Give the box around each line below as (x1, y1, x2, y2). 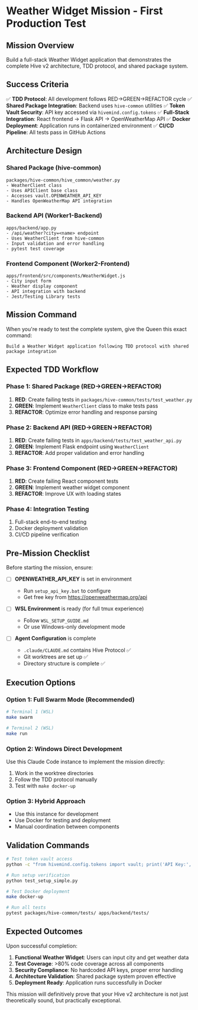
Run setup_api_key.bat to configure (23, 587, 111, 594)
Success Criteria (6, 79, 69, 90)
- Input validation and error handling (6, 240, 105, 247)
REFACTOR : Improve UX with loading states (14, 490, 121, 498)
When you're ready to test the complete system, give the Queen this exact (6, 325, 187, 333)
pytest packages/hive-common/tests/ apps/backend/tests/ (6, 910, 150, 916)
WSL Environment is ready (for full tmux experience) (14, 605, 144, 612)
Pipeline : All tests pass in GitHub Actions (6, 129, 106, 136)
